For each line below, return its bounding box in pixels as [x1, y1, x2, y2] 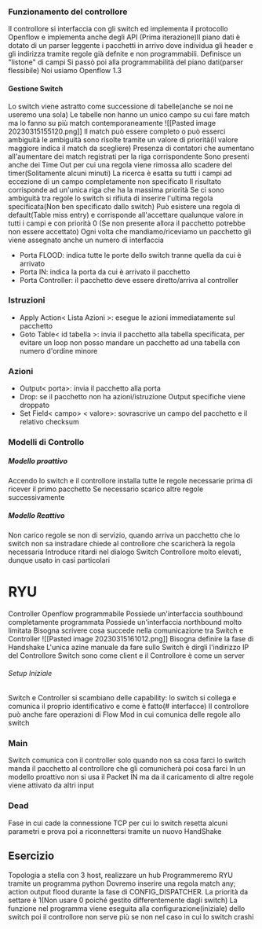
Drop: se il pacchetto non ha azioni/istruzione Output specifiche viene [19, 392, 246, 402]
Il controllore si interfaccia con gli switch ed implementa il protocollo [8, 24, 229, 34]
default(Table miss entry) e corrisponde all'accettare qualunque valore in [8, 210, 244, 219]
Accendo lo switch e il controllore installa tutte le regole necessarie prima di [8, 476, 253, 485]
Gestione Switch [8, 83, 64, 93]
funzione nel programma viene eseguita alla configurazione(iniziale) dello [8, 903, 246, 913]
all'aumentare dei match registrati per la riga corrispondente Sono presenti [8, 152, 249, 161]
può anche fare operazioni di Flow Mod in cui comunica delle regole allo [8, 710, 241, 719]
